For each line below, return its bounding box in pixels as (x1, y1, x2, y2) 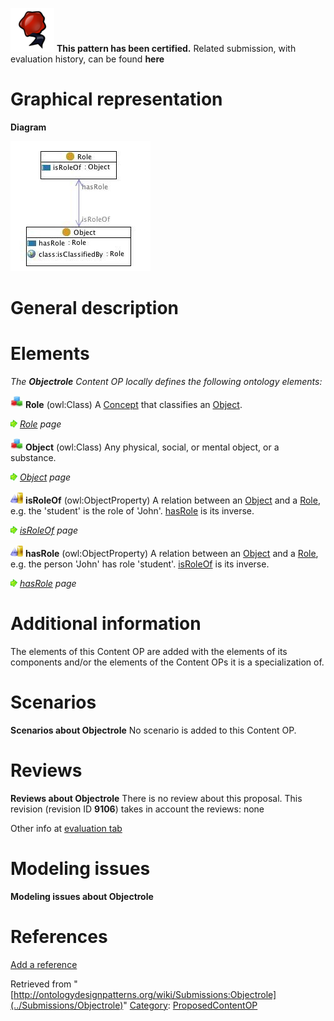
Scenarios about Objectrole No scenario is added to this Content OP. (10, 724, 297, 736)
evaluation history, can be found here (10, 53, 165, 65)
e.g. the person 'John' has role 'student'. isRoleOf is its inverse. (10, 558, 270, 570)
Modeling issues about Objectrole (10, 890, 154, 902)
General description (10, 297, 179, 320)
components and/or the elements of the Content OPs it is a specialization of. (10, 656, 325, 668)
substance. (10, 452, 57, 464)
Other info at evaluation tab (10, 822, 123, 834)
